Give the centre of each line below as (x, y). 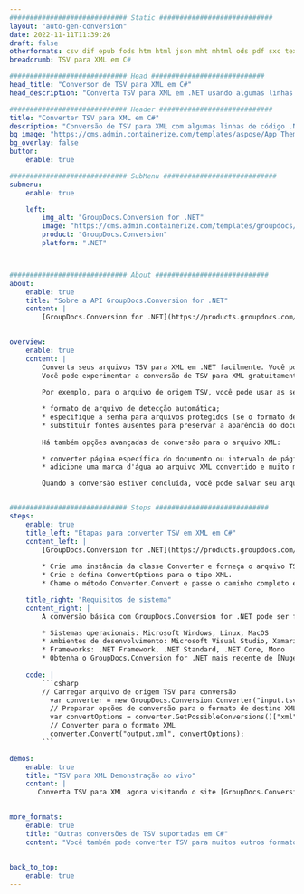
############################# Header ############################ (141, 109)
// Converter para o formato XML (113, 726)
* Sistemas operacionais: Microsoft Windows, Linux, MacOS (156, 633)
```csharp (60, 683)
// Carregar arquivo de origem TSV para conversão (139, 692)
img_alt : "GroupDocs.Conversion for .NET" (123, 218)
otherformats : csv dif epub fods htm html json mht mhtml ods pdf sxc (145, 52)
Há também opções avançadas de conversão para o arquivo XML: (161, 442)
